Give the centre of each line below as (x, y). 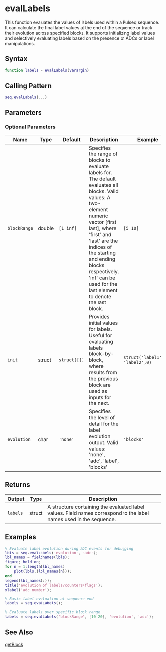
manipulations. (20, 43)
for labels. (100, 329)
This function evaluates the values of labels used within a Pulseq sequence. (82, 22)
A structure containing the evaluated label (96, 507)
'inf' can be (102, 278)
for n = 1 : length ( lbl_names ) (35, 567)
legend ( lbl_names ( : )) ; (28, 580)
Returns (18, 485)
